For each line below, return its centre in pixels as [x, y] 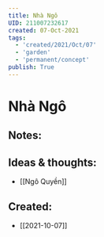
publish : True [32, 67]
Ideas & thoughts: [52, 162]
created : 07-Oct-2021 [44, 30]
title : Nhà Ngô [33, 15]
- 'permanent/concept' [52, 60]
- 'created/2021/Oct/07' [56, 45]
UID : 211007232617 [38, 23]
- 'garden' [33, 52]
